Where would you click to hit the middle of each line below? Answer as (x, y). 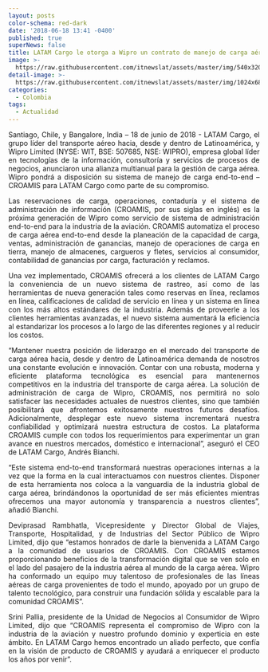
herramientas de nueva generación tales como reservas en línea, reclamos (134, 293)
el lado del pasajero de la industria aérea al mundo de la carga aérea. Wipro (134, 568)
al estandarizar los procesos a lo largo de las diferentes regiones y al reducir (134, 326)
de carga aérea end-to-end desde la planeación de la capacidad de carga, (134, 235)
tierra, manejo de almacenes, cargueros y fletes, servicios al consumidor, (134, 252)
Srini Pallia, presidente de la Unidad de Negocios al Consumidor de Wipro (134, 617)
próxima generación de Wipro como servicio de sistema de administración (134, 218)
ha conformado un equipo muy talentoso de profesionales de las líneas (134, 576)
